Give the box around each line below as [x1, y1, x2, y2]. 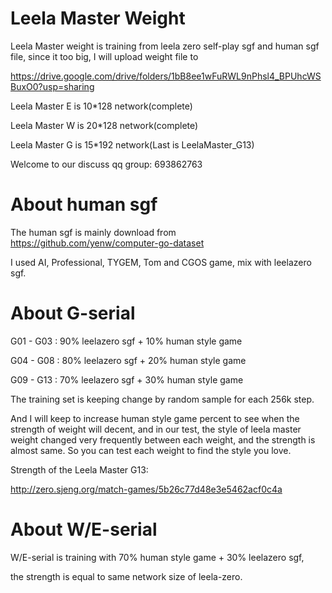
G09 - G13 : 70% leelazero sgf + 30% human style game [10, 373, 244, 386]
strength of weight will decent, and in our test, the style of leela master [10, 423, 302, 435]
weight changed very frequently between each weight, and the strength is [10, 433, 316, 446]
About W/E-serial [10, 518, 158, 541]
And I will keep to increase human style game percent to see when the [10, 412, 300, 424]
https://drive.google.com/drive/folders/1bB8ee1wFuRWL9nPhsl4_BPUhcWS [10, 70, 322, 82]
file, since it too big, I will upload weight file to [10, 50, 199, 62]
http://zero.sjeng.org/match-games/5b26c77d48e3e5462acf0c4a [10, 483, 283, 495]
